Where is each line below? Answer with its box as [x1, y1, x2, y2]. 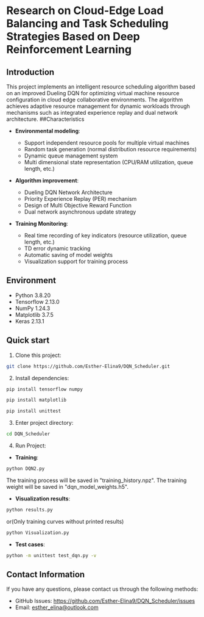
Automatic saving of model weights [24, 251, 113, 258]
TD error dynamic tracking [24, 245, 91, 252]
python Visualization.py [6, 529, 69, 536]
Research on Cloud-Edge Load [6, 4, 164, 18]
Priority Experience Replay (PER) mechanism [24, 195, 137, 202]
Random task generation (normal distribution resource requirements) [24, 146, 197, 153]
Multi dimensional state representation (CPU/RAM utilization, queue [24, 159, 194, 165]
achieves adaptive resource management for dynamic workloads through [6, 103, 191, 110]
